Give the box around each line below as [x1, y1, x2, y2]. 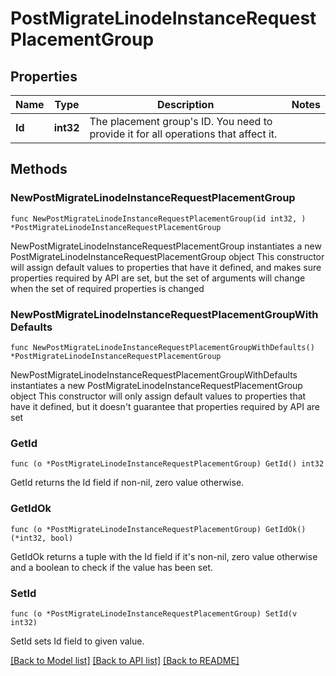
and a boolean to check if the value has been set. [10, 561, 214, 573]
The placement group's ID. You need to [89, 115, 273, 128]
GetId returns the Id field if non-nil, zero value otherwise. [10, 477, 245, 489]
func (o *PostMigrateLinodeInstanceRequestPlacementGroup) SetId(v [10, 608, 298, 619]
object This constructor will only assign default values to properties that [10, 390, 307, 402]
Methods [10, 161, 68, 178]
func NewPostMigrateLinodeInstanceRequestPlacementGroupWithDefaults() [10, 342, 315, 352]
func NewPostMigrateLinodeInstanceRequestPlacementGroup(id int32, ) [10, 213, 307, 224]
